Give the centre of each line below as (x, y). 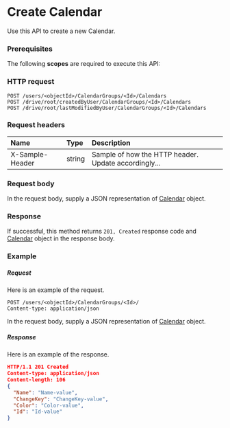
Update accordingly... (126, 163)
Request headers (36, 125)
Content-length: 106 (37, 380)
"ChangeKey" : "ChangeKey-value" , (61, 399)
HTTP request (31, 82)
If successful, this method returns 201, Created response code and (102, 232)
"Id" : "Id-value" (38, 412)
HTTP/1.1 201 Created (38, 367)
